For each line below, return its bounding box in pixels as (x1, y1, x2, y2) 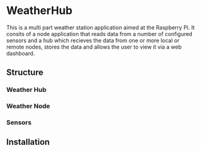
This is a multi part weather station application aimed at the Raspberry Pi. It (6, 24, 195, 31)
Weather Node (6, 102, 51, 110)
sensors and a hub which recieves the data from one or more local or (6, 37, 180, 44)
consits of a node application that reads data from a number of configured (6, 30, 193, 37)
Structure (6, 68, 44, 78)
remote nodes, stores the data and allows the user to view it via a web (6, 43, 182, 51)
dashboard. (6, 49, 35, 57)
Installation (6, 137, 50, 147)
